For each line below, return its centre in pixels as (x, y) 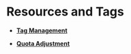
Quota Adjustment (43, 43)
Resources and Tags (65, 12)
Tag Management (42, 30)
